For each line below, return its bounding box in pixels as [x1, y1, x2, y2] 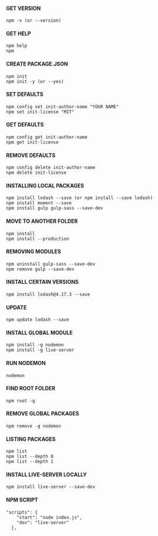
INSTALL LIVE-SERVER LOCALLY [6, 471, 87, 478]
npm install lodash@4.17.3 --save [6, 291, 91, 298]
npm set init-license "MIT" [6, 109, 75, 115]
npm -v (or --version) [6, 18, 61, 23]
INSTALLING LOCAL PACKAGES [6, 182, 84, 189]
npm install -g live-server [6, 347, 75, 353]
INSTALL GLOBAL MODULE [6, 329, 73, 336]
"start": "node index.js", [16, 514, 83, 520]
